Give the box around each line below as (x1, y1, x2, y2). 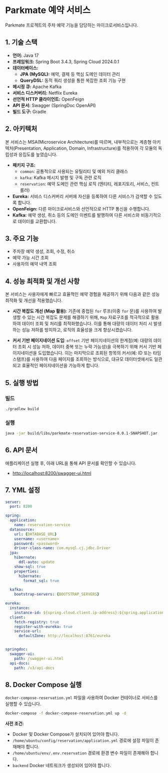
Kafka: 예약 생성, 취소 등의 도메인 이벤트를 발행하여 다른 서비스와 (12, 212, 140, 218)
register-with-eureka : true (14, 624, 72, 629)
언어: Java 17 (12, 52, 39, 58)
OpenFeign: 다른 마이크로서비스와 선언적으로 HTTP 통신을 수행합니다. (12, 205, 150, 211)
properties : (14, 568, 39, 574)
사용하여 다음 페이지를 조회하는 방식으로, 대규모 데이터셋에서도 (31, 356, 153, 362)
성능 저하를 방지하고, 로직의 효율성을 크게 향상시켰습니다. (21, 327, 133, 333)
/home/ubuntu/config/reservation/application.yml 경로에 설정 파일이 (12, 737, 154, 743)
